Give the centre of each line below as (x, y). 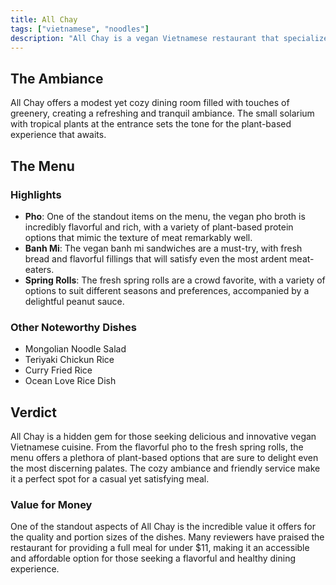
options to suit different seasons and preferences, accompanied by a (167, 290)
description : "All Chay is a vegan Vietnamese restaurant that (145, 38)
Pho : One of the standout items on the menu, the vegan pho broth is (165, 216)
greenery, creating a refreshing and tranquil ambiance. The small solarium (162, 113)
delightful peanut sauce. (74, 301)
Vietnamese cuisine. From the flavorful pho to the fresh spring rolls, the (157, 447)
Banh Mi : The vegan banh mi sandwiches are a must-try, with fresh (163, 248)
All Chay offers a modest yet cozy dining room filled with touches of (150, 103)
